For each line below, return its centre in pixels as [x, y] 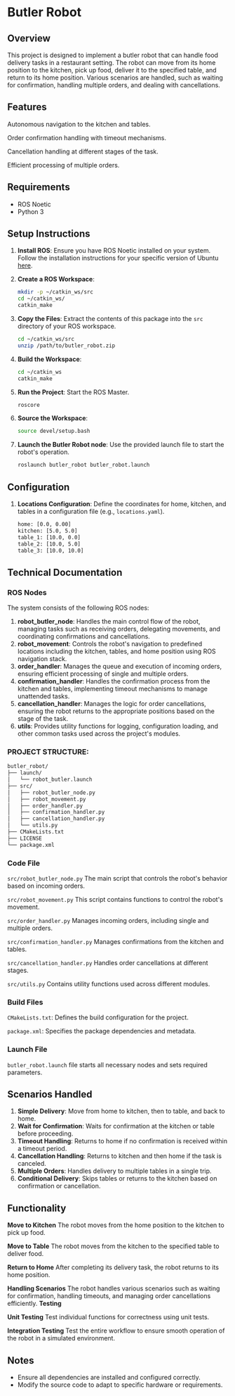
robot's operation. [43, 452]
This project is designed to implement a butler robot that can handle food [113, 55]
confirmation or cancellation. [59, 1186]
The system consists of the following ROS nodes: [78, 608]
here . [25, 265]
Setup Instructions [49, 234]
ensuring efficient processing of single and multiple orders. [103, 674]
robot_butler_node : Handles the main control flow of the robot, [109, 622]
